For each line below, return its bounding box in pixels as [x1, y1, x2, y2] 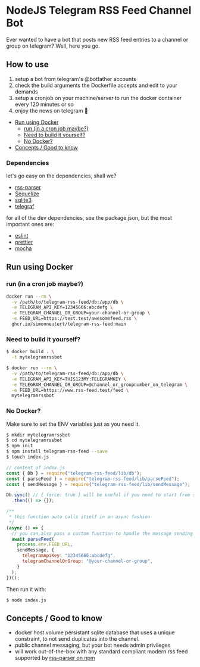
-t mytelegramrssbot [11, 354, 62, 360]
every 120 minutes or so [14, 101, 74, 108]
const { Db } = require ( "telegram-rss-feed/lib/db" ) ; [6, 470, 143, 476]
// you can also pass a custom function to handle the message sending [11, 531, 193, 537]
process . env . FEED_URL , [17, 541, 73, 548]
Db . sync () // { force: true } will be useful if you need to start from [6, 492, 190, 498]
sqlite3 [14, 197, 32, 204]
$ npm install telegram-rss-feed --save [6, 448, 108, 454]
